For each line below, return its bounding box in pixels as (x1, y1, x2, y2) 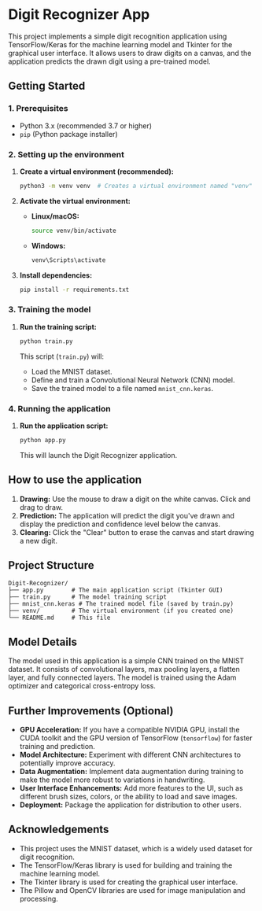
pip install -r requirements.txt (19, 286, 130, 293)
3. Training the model (8, 304, 91, 315)
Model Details (8, 635, 77, 648)
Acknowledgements (8, 823, 109, 836)
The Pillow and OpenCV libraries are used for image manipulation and (19, 885, 245, 894)
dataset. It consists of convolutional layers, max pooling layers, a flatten (8, 665, 240, 674)
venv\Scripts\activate (31, 256, 106, 264)
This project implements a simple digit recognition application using (8, 31, 227, 41)
